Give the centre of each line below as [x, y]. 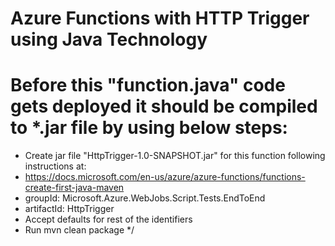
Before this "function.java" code [148, 85]
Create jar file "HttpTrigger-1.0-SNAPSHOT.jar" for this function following [175, 156]
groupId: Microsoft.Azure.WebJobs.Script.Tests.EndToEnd [145, 198]
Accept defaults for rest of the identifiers [108, 219]
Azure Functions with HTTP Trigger [160, 18]
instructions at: [55, 166]
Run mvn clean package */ [79, 230]
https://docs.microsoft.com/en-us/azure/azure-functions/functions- [165, 177]
